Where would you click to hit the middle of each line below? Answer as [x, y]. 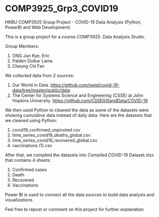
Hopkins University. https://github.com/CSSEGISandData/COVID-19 [80, 100]
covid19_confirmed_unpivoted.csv [46, 130]
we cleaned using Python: [31, 120]
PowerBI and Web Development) [38, 27]
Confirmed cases [30, 170]
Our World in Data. [31, 85]
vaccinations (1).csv [32, 145]
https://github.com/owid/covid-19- [85, 85]
